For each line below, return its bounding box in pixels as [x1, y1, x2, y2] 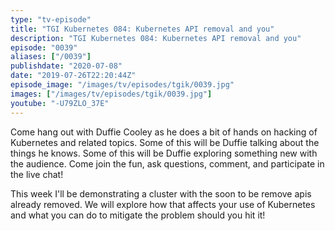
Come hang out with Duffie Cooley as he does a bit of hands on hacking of [10, 126, 318, 138]
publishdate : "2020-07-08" [10, 61, 123, 71]
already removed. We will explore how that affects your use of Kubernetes [10, 198, 316, 210]
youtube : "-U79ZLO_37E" [10, 98, 110, 108]
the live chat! [10, 168, 64, 180]
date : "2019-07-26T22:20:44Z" [10, 71, 137, 81]
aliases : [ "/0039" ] [10, 52, 92, 62]
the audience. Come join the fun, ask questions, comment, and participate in [10, 157, 325, 170]
